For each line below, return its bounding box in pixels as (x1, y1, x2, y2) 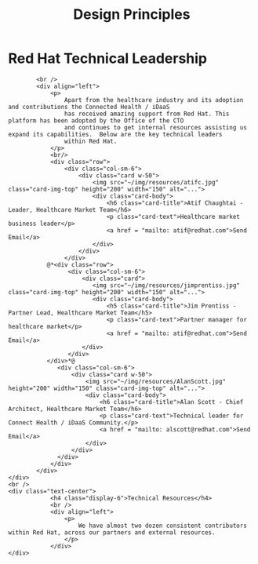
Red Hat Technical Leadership (8, 49, 208, 67)
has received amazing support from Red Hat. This (64, 110, 230, 118)
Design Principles (73, 5, 191, 24)
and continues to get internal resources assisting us (64, 123, 247, 131)
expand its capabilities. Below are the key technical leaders (8, 130, 223, 138)
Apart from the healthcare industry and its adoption (64, 96, 244, 104)
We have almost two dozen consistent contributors (78, 522, 247, 529)
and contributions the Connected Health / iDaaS (8, 103, 170, 111)
